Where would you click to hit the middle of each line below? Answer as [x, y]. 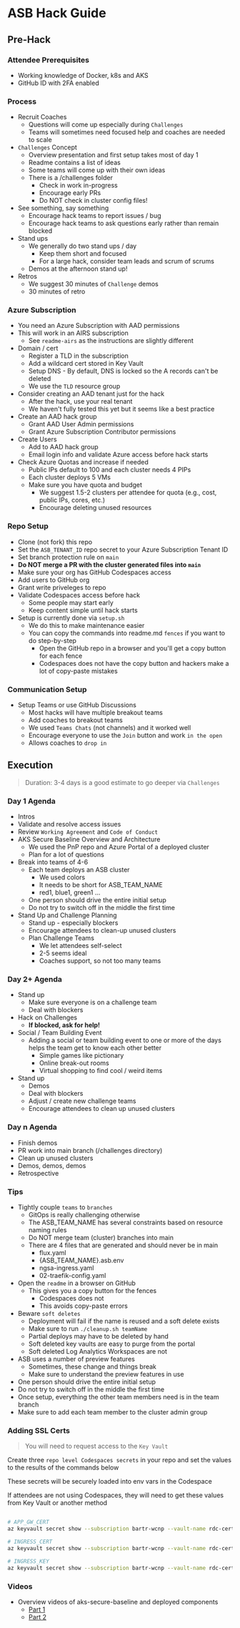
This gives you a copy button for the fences [92, 1291]
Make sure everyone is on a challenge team [92, 1002]
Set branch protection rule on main [68, 557]
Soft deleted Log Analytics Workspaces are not [98, 1352]
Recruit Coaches [42, 117]
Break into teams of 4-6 [53, 862]
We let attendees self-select [81, 946]
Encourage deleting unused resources [95, 508]
